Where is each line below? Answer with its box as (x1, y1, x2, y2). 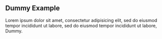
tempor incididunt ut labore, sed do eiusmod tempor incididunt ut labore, (5, 22, 157, 28)
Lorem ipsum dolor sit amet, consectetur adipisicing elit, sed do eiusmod (5, 17, 157, 23)
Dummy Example (5, 4, 60, 12)
